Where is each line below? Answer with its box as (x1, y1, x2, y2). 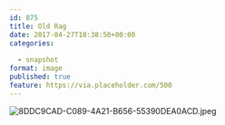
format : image (9, 64, 64, 73)
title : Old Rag (9, 22, 67, 31)
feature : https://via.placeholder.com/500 (9, 81, 172, 90)
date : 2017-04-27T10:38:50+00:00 (9, 30, 136, 39)
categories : (9, 38, 54, 48)
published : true (9, 72, 71, 82)
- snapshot (17, 55, 59, 64)
